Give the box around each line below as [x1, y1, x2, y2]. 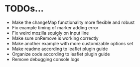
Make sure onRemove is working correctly [11, 35, 99, 41]
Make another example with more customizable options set [11, 40, 134, 46]
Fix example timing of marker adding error [11, 24, 99, 30]
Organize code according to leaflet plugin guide [11, 51, 110, 57]
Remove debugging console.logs [11, 56, 80, 62]
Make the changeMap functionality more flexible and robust [11, 19, 135, 25]
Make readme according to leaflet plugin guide [11, 46, 108, 52]
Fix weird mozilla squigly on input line [11, 30, 89, 36]
